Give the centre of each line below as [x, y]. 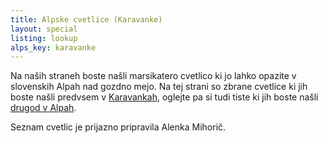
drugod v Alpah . [43, 108]
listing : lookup [44, 38]
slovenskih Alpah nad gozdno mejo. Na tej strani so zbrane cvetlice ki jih [159, 87]
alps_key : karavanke [53, 47]
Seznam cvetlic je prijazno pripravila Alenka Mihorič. [118, 127]
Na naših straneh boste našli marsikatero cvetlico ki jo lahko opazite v [153, 76]
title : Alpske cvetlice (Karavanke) [86, 19]
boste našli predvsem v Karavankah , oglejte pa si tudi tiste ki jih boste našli [164, 97]
